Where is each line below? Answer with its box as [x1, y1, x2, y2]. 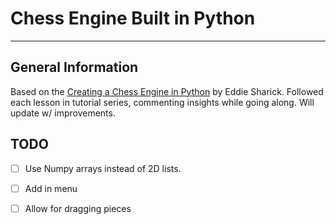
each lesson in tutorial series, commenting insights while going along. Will [10, 96, 315, 108]
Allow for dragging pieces [24, 202, 132, 214]
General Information [10, 59, 139, 76]
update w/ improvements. [10, 107, 116, 119]
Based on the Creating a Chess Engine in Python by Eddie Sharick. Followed [10, 85, 324, 97]
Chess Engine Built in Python [10, 7, 256, 30]
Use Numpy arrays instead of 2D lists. [24, 162, 182, 174]
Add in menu [24, 182, 78, 194]
